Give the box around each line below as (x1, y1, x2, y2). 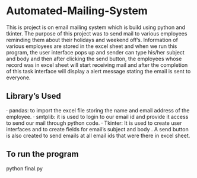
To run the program (6, 149, 79, 159)
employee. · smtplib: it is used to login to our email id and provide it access (6, 113, 189, 120)
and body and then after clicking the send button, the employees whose (6, 55, 182, 62)
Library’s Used (6, 91, 61, 101)
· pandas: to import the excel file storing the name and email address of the (6, 106, 190, 114)
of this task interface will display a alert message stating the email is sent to (6, 67, 191, 75)
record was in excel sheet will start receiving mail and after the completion (6, 61, 188, 69)
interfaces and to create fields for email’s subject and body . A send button (6, 125, 189, 132)
